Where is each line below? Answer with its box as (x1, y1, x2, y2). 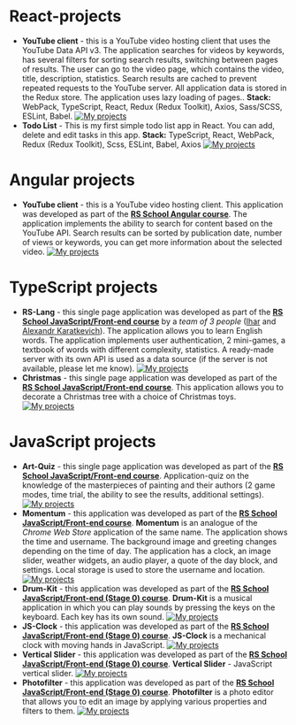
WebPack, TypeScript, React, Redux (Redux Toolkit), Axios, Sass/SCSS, (21, 101, 283, 112)
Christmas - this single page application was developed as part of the (21, 372, 277, 382)
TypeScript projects (9, 277, 158, 297)
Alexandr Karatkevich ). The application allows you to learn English (21, 325, 263, 336)
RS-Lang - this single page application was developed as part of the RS (21, 306, 284, 317)
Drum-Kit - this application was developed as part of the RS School (21, 582, 269, 594)
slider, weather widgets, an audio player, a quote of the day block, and (21, 555, 278, 566)
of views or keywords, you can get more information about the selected (21, 236, 283, 247)
